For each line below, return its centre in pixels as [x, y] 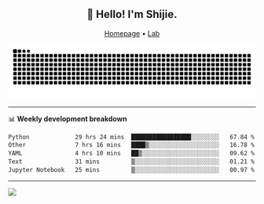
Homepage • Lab [132, 33]
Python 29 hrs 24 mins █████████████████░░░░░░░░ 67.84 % [132, 137]
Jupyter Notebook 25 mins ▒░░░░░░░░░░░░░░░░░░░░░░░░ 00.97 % [132, 170]
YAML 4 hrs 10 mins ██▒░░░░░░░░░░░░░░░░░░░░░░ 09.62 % [132, 154]
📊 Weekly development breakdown [68, 118]
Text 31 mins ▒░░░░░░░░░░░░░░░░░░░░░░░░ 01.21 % [132, 162]
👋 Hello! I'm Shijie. [132, 15]
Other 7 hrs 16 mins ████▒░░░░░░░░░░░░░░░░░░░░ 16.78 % [132, 145]
